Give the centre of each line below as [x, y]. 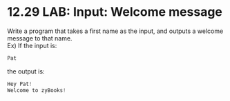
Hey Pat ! [20, 84]
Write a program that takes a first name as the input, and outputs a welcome [115, 31]
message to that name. [40, 38]
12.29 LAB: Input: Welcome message [115, 12]
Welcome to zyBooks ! [37, 90]
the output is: [26, 71]
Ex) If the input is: [32, 45]
